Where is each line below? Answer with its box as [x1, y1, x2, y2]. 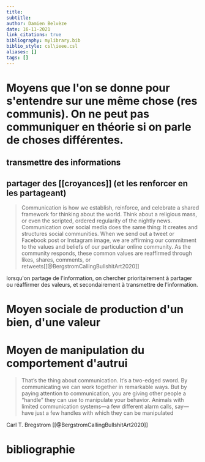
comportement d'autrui [6, 357, 128, 371]
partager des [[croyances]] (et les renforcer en [6, 178, 188, 189]
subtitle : [6, 15, 32, 21]
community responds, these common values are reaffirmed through [21, 249, 193, 257]
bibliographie [6, 442, 75, 456]
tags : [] [6, 55, 29, 61]
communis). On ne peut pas [6, 107, 150, 121]
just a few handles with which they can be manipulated [35, 409, 174, 417]
